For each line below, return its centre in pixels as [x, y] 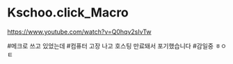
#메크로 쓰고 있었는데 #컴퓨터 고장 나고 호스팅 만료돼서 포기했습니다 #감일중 [111, 45]
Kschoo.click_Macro [68, 13]
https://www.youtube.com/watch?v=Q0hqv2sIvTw [79, 32]
